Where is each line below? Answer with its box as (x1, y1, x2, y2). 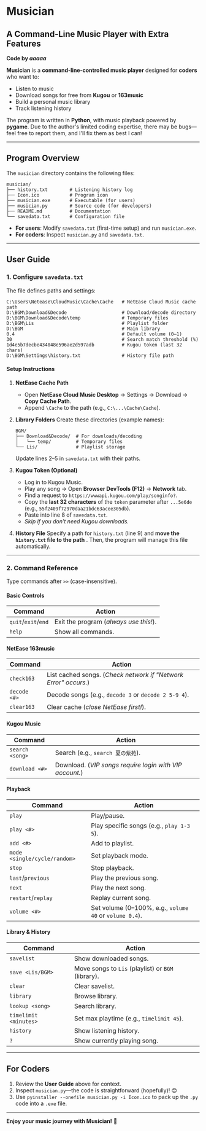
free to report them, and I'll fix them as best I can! (17, 130, 142, 136)
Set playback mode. (91, 851, 148, 859)
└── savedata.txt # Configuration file (6, 213, 124, 219)
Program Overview (6, 153, 80, 163)
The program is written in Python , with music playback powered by (6, 117, 177, 123)
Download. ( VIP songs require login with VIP (55, 761, 182, 769)
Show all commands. (54, 628, 115, 636)
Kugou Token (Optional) (15, 466, 78, 474)
